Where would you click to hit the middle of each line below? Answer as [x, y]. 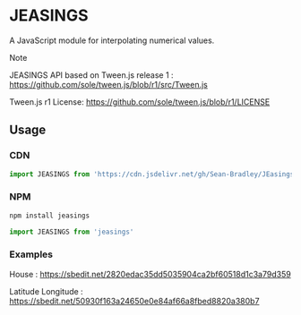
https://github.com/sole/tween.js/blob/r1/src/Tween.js [108, 84]
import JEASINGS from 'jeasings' [72, 232]
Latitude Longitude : [46, 291]
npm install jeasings [50, 216]
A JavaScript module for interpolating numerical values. [112, 40]
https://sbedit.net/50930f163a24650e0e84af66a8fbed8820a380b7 [134, 301]
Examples [31, 254]
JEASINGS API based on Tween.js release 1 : [91, 75]
